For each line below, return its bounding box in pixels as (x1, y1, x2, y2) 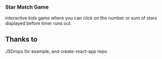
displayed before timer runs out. (5, 20, 72, 26)
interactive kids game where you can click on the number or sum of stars (5, 15, 157, 21)
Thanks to (5, 35, 38, 43)
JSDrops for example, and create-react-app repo (5, 48, 107, 54)
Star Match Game (5, 4, 49, 11)
